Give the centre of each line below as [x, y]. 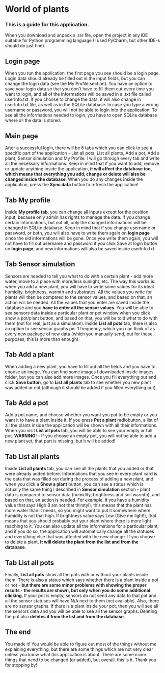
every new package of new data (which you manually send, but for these [79, 334]
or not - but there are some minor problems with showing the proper [76, 585]
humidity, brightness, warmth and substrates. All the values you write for [79, 292]
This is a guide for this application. [47, 25]
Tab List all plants [32, 456]
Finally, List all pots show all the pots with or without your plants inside [77, 574]
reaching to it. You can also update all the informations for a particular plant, [82, 526]
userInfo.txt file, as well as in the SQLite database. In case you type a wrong [82, 105]
